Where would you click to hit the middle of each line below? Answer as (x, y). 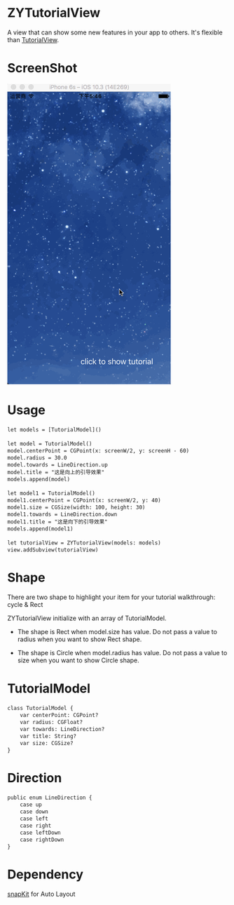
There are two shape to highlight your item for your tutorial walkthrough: (111, 597)
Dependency (46, 874)
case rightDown (42, 840)
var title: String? (48, 736)
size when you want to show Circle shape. (78, 660)
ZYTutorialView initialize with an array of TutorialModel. (87, 618)
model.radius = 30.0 (37, 457)
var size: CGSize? (47, 743)
